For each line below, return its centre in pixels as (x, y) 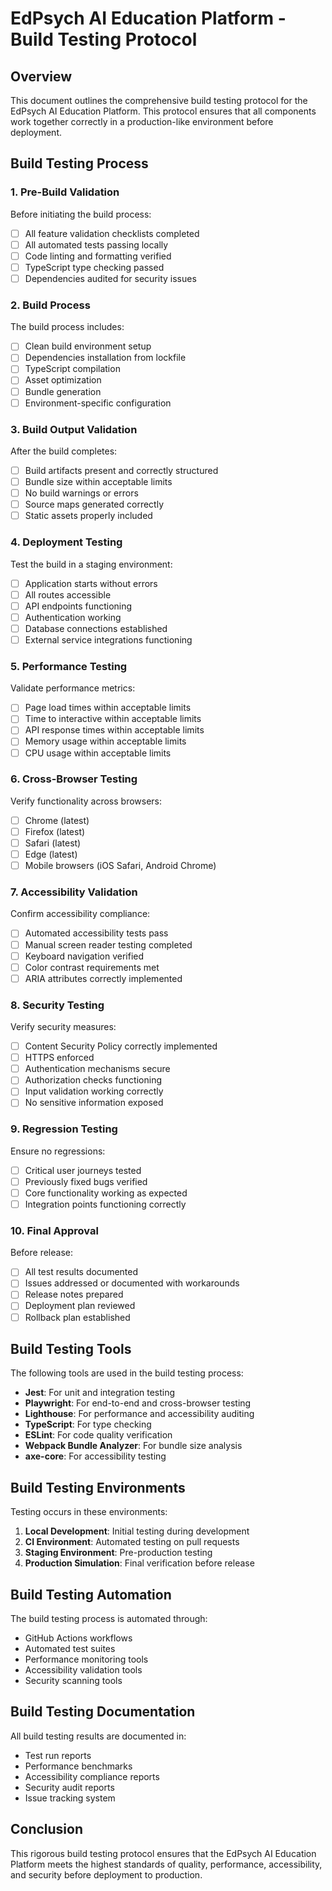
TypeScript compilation (72, 369)
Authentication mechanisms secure (97, 1069)
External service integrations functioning (108, 639)
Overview (41, 76)
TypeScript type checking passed (94, 267)
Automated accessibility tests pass (96, 933)
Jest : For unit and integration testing (100, 1393)
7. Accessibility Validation (74, 892)
